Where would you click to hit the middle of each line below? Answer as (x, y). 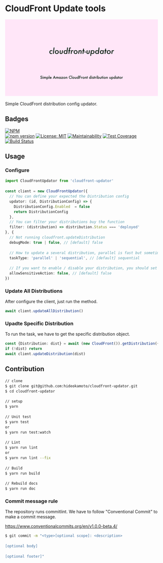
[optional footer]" (25, 556)
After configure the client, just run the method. (51, 302)
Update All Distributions (34, 291)
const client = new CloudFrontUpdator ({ (47, 191)
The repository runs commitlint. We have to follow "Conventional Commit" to (81, 512)
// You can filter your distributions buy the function (67, 222)
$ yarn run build (23, 473)
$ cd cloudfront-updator (30, 391)
